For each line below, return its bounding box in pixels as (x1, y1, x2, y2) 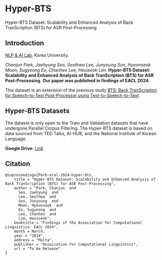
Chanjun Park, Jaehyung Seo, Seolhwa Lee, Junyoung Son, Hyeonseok (5, 61, 151, 67)
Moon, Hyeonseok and (18, 203, 63, 208)
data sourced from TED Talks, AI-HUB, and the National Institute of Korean (5, 130, 157, 136)
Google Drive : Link (5, 145, 43, 151)
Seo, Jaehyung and (18, 190, 58, 195)
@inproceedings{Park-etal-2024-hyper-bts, (5, 173, 94, 178)
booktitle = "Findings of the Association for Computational (14, 220, 142, 225)
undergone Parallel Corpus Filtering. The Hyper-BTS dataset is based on (5, 125, 153, 131)
